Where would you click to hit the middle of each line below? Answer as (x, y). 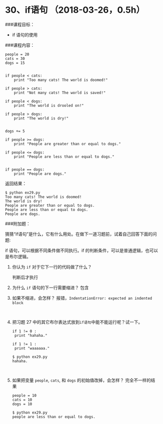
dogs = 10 (22, 404)
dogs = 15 (15, 63)
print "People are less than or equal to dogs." (64, 156)
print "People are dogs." (40, 173)
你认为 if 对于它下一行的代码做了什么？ (52, 267)
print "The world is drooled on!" (49, 105)
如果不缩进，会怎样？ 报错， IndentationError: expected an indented (82, 298)
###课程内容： (20, 45)
